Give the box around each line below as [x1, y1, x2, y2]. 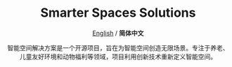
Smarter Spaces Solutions [40, 5, 196, 21]
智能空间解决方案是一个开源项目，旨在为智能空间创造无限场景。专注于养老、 [7, 43, 229, 52]
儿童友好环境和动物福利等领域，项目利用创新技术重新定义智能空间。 [20, 52, 217, 61]
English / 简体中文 [92, 29, 144, 37]
